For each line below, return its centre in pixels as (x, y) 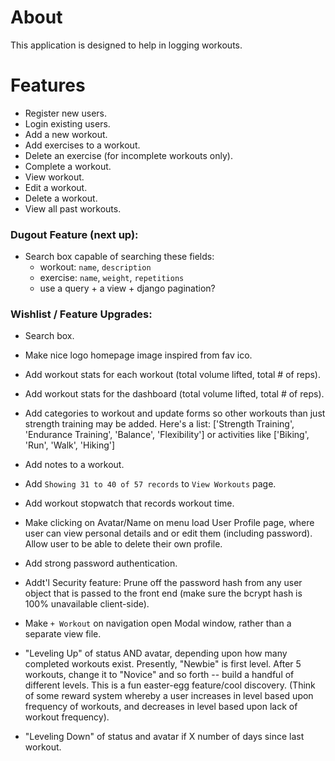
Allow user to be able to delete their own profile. (123, 544)
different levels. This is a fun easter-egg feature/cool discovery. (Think (170, 685)
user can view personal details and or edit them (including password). (168, 533)
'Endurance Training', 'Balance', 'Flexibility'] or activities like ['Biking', (167, 435)
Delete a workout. (61, 198)
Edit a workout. (56, 187)
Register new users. (66, 113)
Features (48, 85)
